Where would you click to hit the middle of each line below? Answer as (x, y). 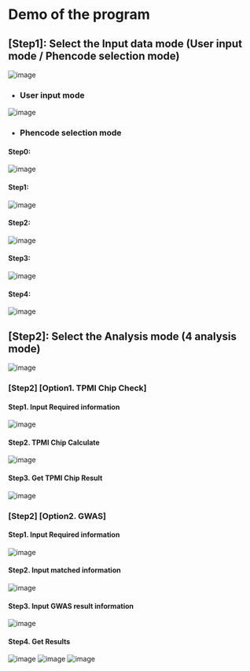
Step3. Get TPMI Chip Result (55, 478)
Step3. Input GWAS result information (71, 606)
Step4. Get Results (39, 641)
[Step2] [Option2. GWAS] (57, 516)
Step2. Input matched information (64, 570)
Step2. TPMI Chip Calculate (54, 442)
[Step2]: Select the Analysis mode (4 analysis (123, 336)
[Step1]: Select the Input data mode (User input (125, 44)
